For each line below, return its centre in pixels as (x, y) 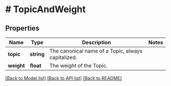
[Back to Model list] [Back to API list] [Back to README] (64, 78)
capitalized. (63, 57)
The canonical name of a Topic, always (96, 51)
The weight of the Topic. (79, 66)
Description (96, 42)
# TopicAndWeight (46, 9)
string (37, 54)
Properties (22, 28)
